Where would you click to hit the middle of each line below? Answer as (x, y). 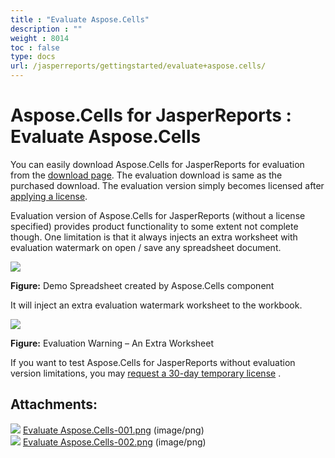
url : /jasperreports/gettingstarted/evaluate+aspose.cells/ (138, 66)
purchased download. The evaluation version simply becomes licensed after (167, 185)
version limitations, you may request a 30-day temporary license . (146, 373)
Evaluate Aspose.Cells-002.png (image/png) (114, 442)
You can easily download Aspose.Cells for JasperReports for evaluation (157, 164)
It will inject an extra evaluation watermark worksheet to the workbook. (156, 305)
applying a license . (49, 196)
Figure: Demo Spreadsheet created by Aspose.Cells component (142, 285)
